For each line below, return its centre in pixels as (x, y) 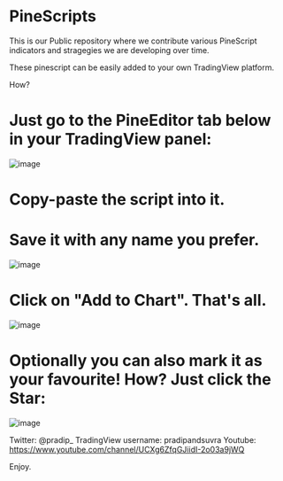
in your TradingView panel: (111, 140)
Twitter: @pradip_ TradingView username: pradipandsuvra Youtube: (133, 439)
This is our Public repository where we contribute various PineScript (134, 41)
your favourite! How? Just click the (140, 380)
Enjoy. (20, 466)
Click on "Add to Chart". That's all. (138, 301)
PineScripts (53, 16)
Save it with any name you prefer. (134, 240)
